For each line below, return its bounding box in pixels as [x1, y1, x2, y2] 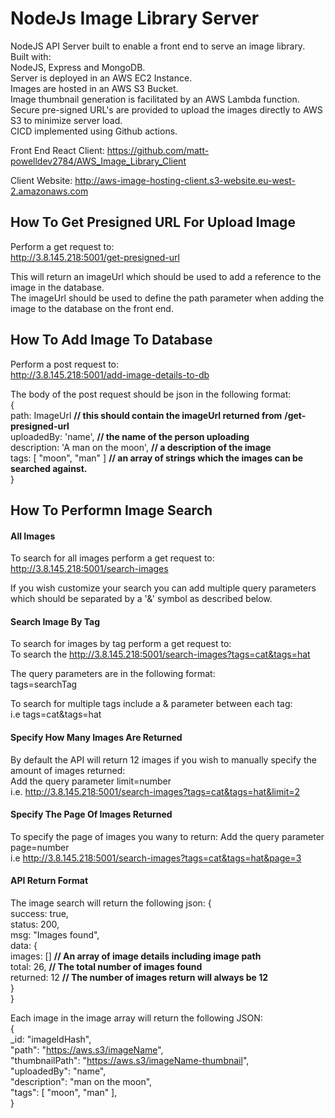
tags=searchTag [10, 678, 78, 691]
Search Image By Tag [10, 615, 101, 627]
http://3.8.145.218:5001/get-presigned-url [10, 251, 180, 263]
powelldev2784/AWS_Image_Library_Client [10, 155, 187, 167]
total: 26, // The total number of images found [10, 960, 203, 972]
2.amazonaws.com [10, 185, 89, 197]
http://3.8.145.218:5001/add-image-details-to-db [10, 368, 210, 381]
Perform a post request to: [10, 358, 120, 370]
